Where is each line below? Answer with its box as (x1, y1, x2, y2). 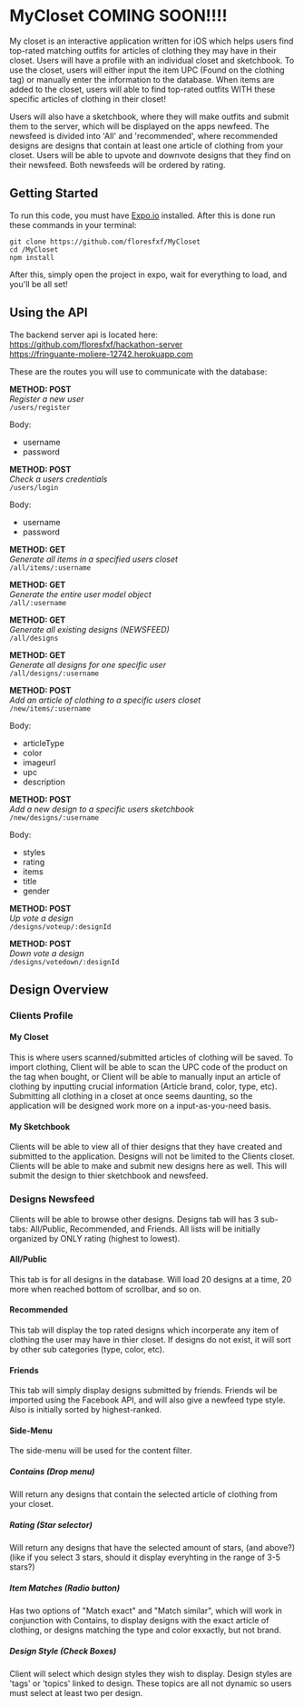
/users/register (9, 403, 71, 412)
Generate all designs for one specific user (9, 659, 166, 670)
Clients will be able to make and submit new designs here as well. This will (9, 1161, 288, 1172)
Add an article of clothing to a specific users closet (9, 694, 201, 705)
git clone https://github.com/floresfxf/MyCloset (9, 237, 201, 246)
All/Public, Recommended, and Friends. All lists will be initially (30, 1223, 260, 1234)
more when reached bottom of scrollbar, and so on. (9, 1283, 201, 1294)
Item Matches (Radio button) (9, 1582, 121, 1593)
